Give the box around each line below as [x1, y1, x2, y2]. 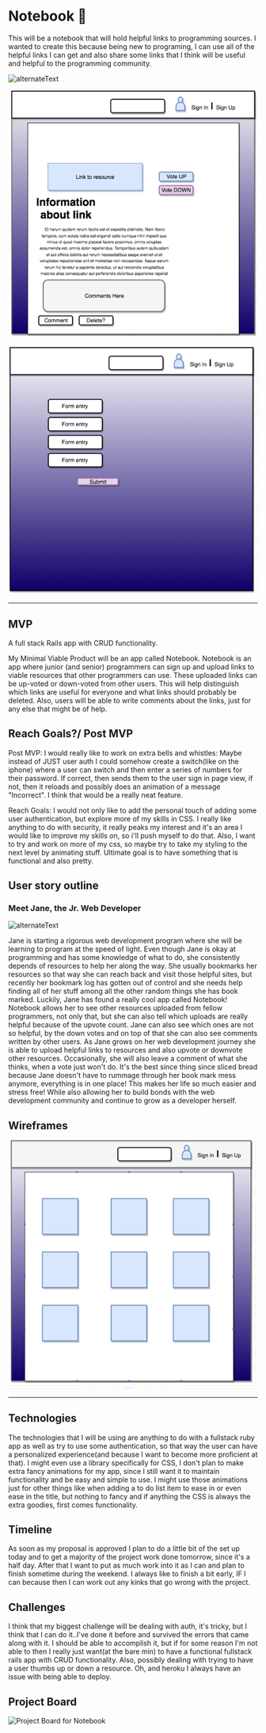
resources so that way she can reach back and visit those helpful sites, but [8, 969, 253, 979]
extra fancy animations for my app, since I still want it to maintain [8, 1466, 220, 1476]
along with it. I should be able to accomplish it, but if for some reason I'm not [8, 1639, 258, 1648]
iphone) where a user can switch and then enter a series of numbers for [8, 764, 243, 775]
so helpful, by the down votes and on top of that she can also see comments [8, 1029, 258, 1038]
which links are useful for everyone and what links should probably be [8, 687, 237, 696]
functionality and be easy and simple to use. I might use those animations [8, 1475, 248, 1484]
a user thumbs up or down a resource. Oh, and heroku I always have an [8, 1663, 241, 1674]
